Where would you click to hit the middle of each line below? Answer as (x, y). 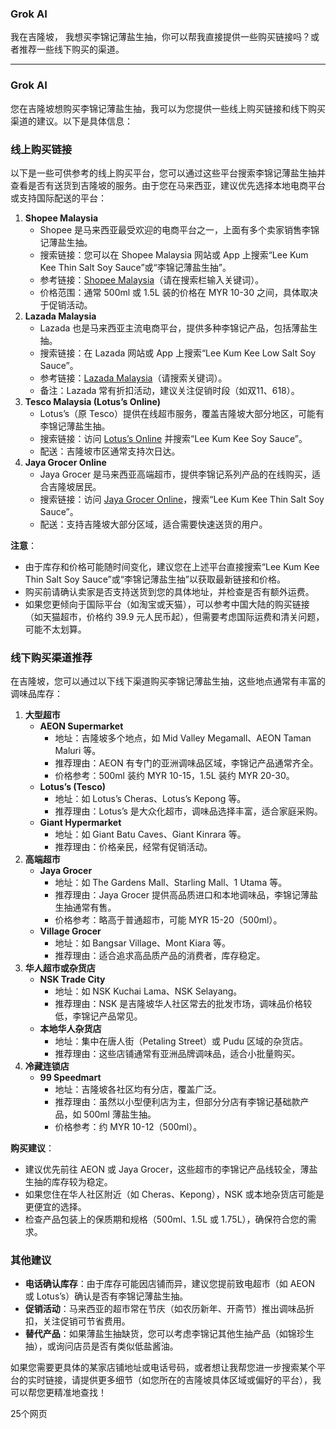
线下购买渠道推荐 (51, 657)
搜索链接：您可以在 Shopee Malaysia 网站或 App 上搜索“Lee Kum (174, 254)
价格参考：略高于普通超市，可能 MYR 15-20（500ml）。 (168, 920)
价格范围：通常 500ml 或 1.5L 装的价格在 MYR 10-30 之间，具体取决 (178, 292)
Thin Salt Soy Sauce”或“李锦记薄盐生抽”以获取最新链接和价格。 (155, 579)
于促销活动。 (66, 304)
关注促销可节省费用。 (86, 1321)
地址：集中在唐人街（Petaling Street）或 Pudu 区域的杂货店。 (181, 1041)
